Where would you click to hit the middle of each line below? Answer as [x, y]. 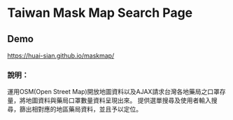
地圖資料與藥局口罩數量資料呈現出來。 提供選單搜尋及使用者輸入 [118, 100]
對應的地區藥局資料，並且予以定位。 [90, 109]
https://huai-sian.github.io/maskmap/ [61, 55]
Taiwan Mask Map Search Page [100, 13]
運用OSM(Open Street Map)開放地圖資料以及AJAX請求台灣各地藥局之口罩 [114, 92]
